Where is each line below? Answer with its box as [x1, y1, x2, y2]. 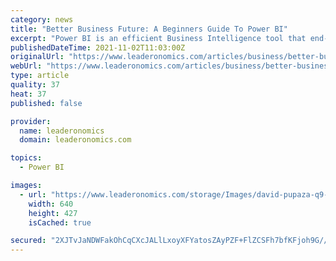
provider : [10, 116, 52, 126]
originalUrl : [10, 52, 65, 62]
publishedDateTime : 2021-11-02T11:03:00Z [10, 42, 186, 53]
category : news [10, 14, 74, 25]
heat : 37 [10, 89, 47, 99]
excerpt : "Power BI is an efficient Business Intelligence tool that [10, 33, 307, 43]
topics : [10, 153, 43, 163]
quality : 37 [10, 80, 60, 90]
